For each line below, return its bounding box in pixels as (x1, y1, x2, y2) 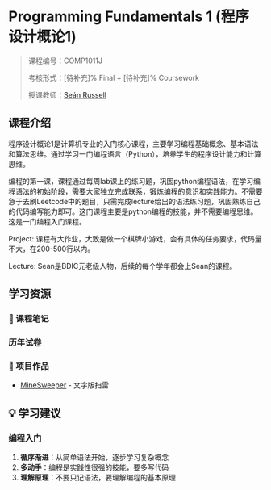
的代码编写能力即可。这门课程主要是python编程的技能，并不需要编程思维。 (8, 207, 258, 216)
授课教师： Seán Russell (27, 90, 107, 99)
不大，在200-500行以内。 (8, 244, 95, 253)
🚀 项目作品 (8, 360, 50, 371)
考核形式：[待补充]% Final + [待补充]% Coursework (27, 73, 200, 82)
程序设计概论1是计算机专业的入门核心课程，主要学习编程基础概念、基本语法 (8, 139, 259, 149)
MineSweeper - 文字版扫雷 (19, 380, 110, 390)
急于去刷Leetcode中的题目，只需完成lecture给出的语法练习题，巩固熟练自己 (8, 196, 261, 206)
